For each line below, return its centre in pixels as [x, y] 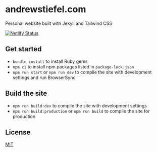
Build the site [26, 93]
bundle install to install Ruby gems [50, 61]
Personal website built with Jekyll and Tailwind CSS [59, 23]
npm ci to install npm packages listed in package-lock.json [73, 66]
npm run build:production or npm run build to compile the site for [81, 111]
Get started [23, 49]
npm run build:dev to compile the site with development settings [80, 105]
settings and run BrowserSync [44, 78]
